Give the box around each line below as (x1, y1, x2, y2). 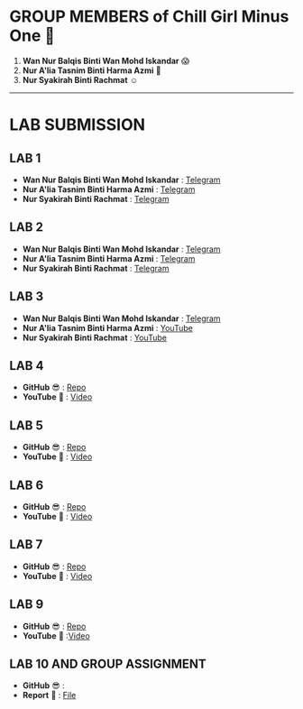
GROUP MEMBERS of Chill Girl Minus (9, 6, 289, 27)
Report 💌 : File (22, 690, 77, 701)
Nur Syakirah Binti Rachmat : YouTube (22, 332, 167, 343)
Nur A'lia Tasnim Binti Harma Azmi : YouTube (22, 322, 194, 333)
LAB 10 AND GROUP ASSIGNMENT (9, 657, 207, 672)
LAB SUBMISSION (9, 115, 146, 135)
